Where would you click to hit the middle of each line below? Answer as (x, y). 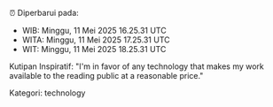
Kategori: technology (47, 93)
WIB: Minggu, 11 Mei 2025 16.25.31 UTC (94, 31)
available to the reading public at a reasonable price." (106, 76)
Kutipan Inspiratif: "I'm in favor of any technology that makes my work (136, 66)
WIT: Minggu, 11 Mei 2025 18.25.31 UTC (94, 49)
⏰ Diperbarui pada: (44, 13)
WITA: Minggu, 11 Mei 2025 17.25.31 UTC (96, 40)
